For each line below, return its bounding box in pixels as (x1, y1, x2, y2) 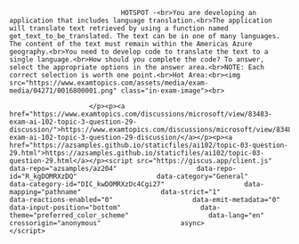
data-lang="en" (207, 211, 265, 220)
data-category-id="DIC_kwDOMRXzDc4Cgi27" (9, 180, 166, 189)
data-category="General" (156, 172, 249, 181)
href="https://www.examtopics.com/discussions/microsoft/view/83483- (9, 110, 273, 118)
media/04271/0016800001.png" (9, 86, 117, 95)
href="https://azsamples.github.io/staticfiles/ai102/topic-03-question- (9, 141, 289, 150)
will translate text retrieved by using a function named (9, 24, 229, 33)
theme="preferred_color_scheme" (9, 211, 129, 220)
